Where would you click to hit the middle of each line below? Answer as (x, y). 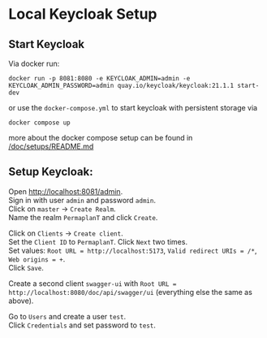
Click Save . (26, 267)
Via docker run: (34, 63)
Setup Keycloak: (51, 172)
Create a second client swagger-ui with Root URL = (93, 283)
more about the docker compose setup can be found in (101, 138)
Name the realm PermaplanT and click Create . (83, 217)
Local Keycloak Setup (83, 14)
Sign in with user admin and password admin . (82, 200)
